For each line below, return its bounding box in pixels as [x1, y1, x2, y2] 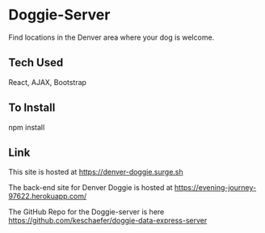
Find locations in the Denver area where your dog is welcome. [8, 32, 215, 42]
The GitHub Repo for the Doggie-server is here [8, 207, 165, 217]
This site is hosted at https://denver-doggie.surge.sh [8, 167, 183, 177]
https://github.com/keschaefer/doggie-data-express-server [8, 216, 208, 226]
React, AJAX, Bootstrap [8, 77, 87, 87]
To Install [8, 101, 56, 115]
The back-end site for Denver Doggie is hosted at [8, 183, 173, 193]
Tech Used [8, 56, 64, 70]
